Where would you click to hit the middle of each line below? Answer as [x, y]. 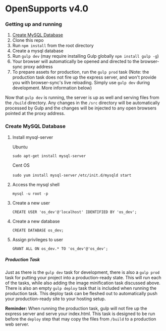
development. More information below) [52, 88]
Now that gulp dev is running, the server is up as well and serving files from [82, 98]
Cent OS [21, 165]
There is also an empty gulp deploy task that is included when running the [81, 288]
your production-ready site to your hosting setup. [55, 299]
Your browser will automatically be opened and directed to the [76, 61]
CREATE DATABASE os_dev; [38, 230]
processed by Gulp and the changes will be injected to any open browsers [81, 108]
